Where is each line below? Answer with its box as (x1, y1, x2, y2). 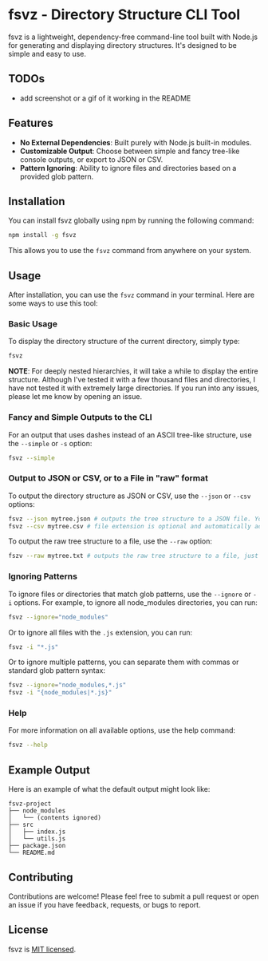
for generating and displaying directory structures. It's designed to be (8, 40, 237, 49)
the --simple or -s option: (8, 438, 93, 448)
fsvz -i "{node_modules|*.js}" (8, 689, 112, 697)
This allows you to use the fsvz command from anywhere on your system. (8, 246, 251, 255)
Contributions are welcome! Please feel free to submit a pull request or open (8, 892, 259, 901)
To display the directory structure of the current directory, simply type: (8, 337, 241, 346)
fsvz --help (8, 741, 48, 749)
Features (8, 117, 53, 130)
